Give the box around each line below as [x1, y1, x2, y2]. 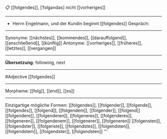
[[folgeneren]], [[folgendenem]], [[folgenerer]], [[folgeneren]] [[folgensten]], [5, 118, 162, 124]
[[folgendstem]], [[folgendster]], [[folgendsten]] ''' [5, 129, 108, 134]
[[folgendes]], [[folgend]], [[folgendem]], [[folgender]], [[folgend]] [5, 107, 141, 113]
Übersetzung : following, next [5, 59, 66, 65]
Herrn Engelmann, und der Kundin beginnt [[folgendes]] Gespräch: [12, 21, 150, 26]
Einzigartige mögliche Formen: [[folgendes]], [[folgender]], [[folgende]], [5, 102, 153, 108]
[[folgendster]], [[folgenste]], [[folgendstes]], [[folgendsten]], [5, 123, 131, 129]
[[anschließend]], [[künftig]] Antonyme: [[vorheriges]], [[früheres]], [5, 40, 143, 46]
